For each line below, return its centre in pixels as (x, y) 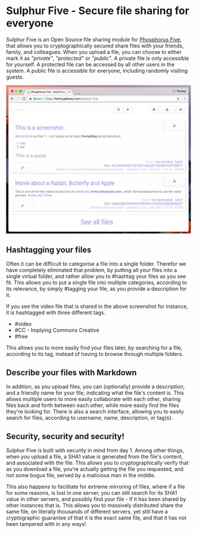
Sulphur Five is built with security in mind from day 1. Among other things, (95, 450)
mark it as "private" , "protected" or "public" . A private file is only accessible (98, 58)
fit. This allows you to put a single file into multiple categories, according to (97, 283)
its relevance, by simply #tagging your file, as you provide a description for (96, 289)
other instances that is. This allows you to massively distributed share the (95, 505)
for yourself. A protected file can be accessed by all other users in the (90, 64)
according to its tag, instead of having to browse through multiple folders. (95, 354)
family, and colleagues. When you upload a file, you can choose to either (94, 52)
